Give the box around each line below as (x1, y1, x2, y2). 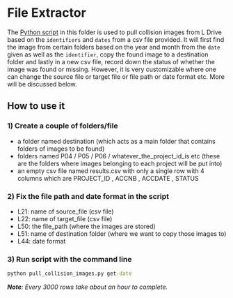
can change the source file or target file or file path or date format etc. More (7, 72, 225, 81)
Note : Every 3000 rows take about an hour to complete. (7, 283, 168, 291)
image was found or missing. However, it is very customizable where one (7, 65, 217, 73)
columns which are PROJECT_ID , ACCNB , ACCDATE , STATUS (17, 174, 200, 182)
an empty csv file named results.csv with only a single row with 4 (17, 166, 205, 175)
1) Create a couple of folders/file (7, 121, 118, 131)
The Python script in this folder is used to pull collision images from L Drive (7, 28, 223, 36)
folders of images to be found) (17, 144, 105, 153)
